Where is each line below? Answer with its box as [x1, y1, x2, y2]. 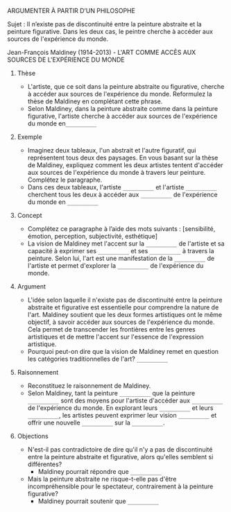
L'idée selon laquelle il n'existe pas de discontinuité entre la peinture [27, 296, 223, 304]
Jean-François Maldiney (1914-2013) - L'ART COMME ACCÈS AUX [7, 49, 196, 56]
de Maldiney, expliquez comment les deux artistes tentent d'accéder [27, 161, 223, 169]
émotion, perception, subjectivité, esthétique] [27, 232, 158, 240]
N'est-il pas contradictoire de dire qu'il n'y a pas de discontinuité [27, 445, 213, 454]
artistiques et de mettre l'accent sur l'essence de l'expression [27, 333, 204, 341]
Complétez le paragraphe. [27, 176, 103, 184]
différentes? [27, 460, 62, 468]
